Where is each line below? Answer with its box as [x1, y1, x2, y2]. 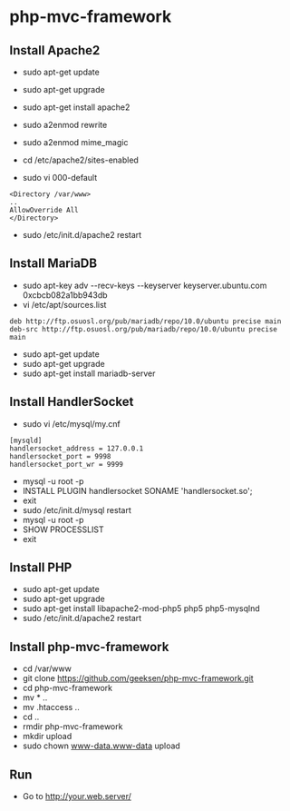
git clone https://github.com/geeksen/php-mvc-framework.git [22, 673, 254, 684]
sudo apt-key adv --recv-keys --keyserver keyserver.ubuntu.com [22, 280, 267, 291]
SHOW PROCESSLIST [22, 524, 104, 535]
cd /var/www [22, 663, 72, 674]
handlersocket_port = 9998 [9, 451, 111, 460]
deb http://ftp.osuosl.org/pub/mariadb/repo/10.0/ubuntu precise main [9, 316, 282, 326]
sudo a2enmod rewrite [22, 120, 108, 130]
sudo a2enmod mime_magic [22, 137, 129, 147]
